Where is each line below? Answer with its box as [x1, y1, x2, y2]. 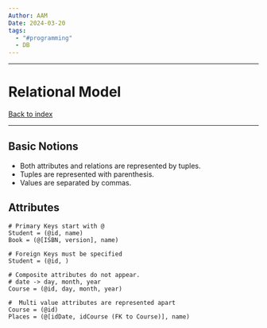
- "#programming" [15, 33, 73, 42]
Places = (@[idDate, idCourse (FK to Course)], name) [8, 312, 191, 321]
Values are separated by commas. [19, 178, 132, 187]
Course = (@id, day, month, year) [8, 284, 123, 293]
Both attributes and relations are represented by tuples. [19, 161, 201, 170]
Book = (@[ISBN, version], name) [8, 236, 119, 244]
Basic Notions [8, 140, 79, 154]
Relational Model [8, 83, 122, 101]
